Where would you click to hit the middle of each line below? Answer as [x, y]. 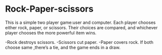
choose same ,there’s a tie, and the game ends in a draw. [63, 47]
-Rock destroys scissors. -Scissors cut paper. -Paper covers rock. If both [79, 42]
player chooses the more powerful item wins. [51, 33]
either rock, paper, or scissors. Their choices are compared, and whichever [81, 27]
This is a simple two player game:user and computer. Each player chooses [81, 22]
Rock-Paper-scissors [49, 9]
